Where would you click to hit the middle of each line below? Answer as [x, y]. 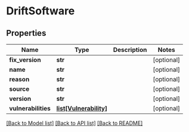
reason [19, 79]
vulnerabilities [30, 108]
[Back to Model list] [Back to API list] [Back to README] [75, 123]
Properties [26, 33]
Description [130, 50]
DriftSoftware [41, 11]
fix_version [25, 60]
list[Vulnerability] [82, 108]
